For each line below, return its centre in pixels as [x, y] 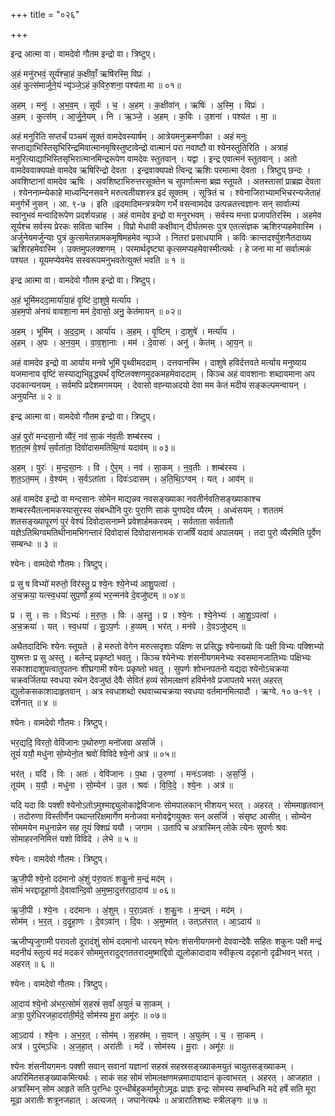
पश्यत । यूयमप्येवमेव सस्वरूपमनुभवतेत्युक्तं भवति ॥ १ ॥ [97, 260]
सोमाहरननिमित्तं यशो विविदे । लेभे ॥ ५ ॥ [74, 838]
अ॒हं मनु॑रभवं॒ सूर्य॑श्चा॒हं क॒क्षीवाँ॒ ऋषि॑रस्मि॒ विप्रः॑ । [81, 73]
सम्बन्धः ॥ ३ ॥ [34, 543]
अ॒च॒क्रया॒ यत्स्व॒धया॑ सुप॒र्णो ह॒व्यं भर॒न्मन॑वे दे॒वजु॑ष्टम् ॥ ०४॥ [97, 595]
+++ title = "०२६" [45, 14]
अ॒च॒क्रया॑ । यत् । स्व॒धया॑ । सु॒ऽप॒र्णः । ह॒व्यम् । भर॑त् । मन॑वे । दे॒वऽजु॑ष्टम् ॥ [128, 626]
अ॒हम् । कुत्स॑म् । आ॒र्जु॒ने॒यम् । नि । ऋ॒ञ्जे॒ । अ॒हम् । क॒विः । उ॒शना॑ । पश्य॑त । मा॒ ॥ [143, 116]
